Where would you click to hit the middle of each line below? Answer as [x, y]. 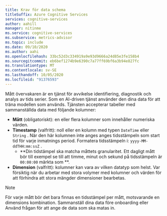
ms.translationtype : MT [30, 65]
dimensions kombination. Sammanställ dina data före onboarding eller [77, 202]
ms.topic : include [24, 42]
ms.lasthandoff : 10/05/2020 [34, 75]
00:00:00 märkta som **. [45, 162]
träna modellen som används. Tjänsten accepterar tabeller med [70, 104]
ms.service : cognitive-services [39, 33]
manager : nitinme [23, 28]
